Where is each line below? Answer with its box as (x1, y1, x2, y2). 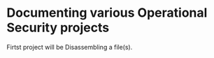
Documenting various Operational (6, 5, 208, 21)
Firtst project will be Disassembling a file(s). (6, 43, 133, 51)
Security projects (6, 20, 110, 36)
